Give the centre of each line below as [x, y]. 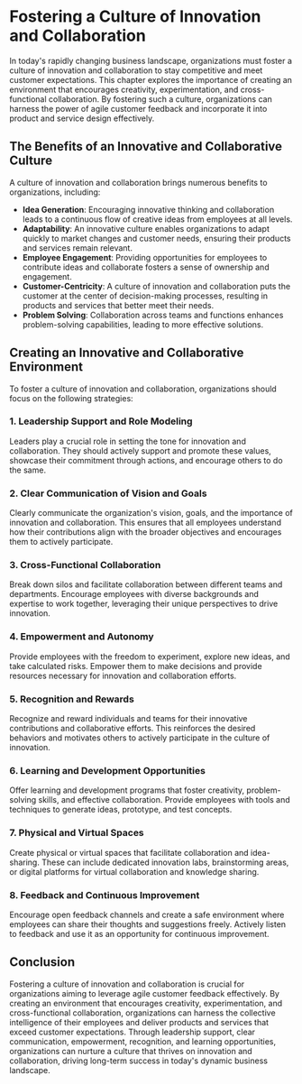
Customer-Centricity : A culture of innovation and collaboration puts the [156, 286]
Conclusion [42, 962]
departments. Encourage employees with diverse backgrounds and [134, 594]
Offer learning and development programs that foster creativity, [127, 790]
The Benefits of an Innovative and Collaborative [146, 147]
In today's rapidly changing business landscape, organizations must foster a [151, 60]
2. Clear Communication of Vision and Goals [108, 493]
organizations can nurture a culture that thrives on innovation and [131, 1051]
